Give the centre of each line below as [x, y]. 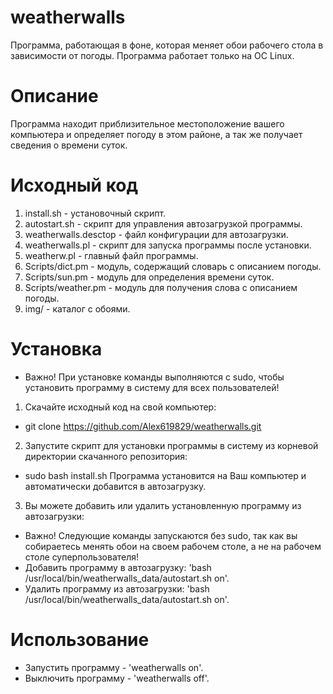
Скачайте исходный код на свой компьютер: [120, 407]
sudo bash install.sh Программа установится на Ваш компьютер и [165, 475]
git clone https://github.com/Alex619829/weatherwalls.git [143, 426]
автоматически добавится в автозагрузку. [115, 486]
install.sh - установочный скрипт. [95, 213]
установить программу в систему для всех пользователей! [152, 387]
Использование [80, 639]
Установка [56, 349]
